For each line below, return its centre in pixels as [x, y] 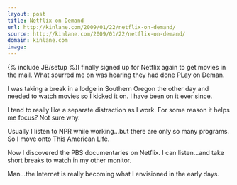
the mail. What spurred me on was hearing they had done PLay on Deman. [116, 75]
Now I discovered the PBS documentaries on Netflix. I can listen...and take [116, 153]
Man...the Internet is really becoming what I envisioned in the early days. [114, 174]
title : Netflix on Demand [45, 21]
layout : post [27, 14]
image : [17, 47]
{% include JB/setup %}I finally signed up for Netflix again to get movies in [117, 67]
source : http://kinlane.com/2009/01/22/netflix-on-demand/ [97, 34]
